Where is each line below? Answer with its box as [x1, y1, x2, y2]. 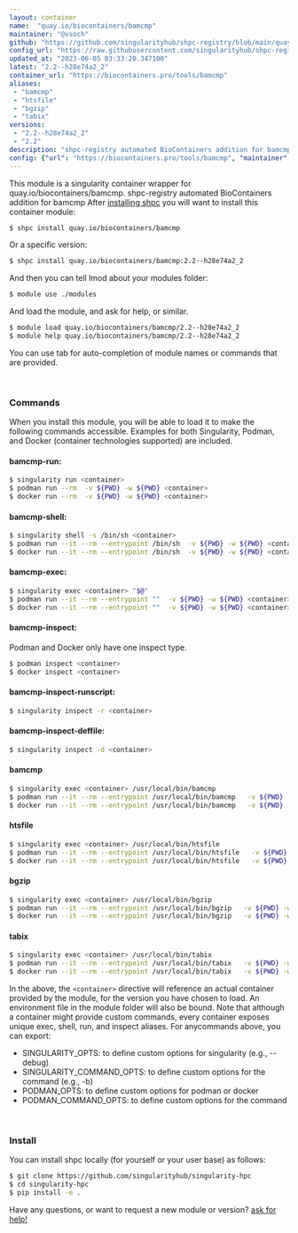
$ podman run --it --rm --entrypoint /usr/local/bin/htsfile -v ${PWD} [9, 848, 288, 857]
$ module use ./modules [9, 290, 98, 299]
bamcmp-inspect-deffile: [9, 725, 105, 736]
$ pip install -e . [9, 1189, 82, 1197]
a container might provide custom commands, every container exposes [9, 1012, 270, 1022]
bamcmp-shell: [9, 511, 67, 522]
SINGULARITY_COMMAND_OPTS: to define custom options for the [21, 1067, 266, 1077]
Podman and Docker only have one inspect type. [9, 642, 188, 653]
